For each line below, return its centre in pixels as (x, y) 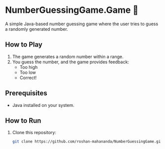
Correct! (28, 77)
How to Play (24, 45)
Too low (28, 72)
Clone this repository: (34, 133)
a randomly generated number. (37, 29)
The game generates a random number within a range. (68, 56)
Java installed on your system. (43, 105)
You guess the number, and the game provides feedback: (71, 62)
